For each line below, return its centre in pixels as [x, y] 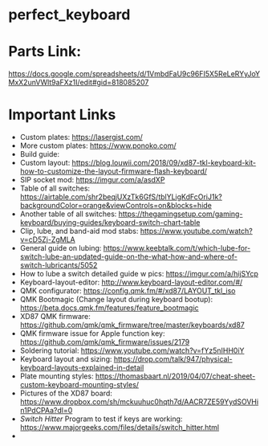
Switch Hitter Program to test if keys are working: [101, 419]
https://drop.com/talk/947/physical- [173, 359]
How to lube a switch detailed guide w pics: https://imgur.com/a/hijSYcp [139, 274]
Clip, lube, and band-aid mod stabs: [79, 231]
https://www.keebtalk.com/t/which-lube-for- [177, 248]
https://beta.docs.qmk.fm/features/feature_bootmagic [109, 308]
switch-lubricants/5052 [59, 265]
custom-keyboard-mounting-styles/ [79, 385]
